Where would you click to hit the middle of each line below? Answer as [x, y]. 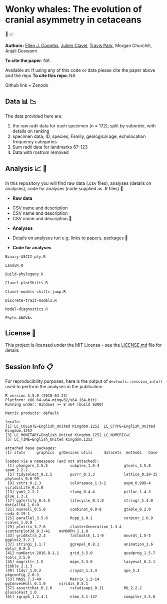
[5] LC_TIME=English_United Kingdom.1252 [49, 440]
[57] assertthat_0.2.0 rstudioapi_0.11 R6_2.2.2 [73, 588]
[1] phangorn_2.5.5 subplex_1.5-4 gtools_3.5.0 [79, 466]
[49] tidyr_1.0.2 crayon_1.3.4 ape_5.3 [72, 571]
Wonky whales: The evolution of [74, 9]
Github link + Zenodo [27, 85]
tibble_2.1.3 [19, 566]
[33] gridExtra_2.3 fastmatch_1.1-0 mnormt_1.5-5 [78, 536]
